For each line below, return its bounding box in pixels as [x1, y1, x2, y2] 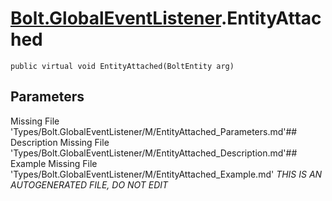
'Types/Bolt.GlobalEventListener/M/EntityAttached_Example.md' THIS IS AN [10, 168, 323, 180]
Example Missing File [10, 157, 98, 169]
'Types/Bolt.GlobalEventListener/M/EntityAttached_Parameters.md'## [10, 125, 298, 137]
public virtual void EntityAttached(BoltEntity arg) [10, 61, 235, 71]
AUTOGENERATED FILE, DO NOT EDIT [10, 178, 169, 191]
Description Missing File [10, 136, 110, 148]
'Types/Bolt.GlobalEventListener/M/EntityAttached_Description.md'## [10, 147, 298, 159]
